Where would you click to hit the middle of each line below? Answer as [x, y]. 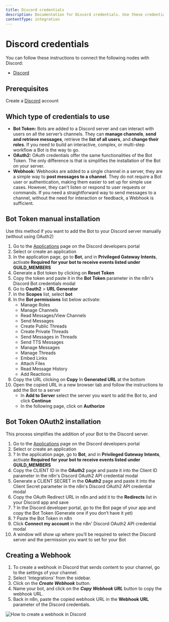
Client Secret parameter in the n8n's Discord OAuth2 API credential [82, 486]
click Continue [36, 401]
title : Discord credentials [35, 10]
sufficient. [23, 203]
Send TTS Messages [42, 342]
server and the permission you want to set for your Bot [69, 539]
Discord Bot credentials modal [44, 283]
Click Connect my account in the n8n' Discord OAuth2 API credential [84, 523]
